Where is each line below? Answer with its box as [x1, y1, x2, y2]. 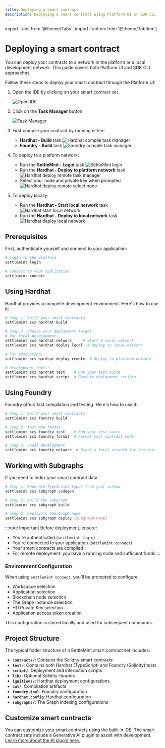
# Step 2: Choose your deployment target [5, 329, 92, 334]
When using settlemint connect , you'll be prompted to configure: [5, 574, 139, 580]
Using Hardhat [5, 287, 51, 296]
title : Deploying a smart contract [5, 7, 79, 12]
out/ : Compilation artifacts [12, 683, 67, 689]
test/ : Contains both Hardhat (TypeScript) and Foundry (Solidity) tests [12, 662, 157, 668]
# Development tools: [5, 365, 50, 370]
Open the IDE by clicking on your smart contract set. [12, 89, 120, 95]
